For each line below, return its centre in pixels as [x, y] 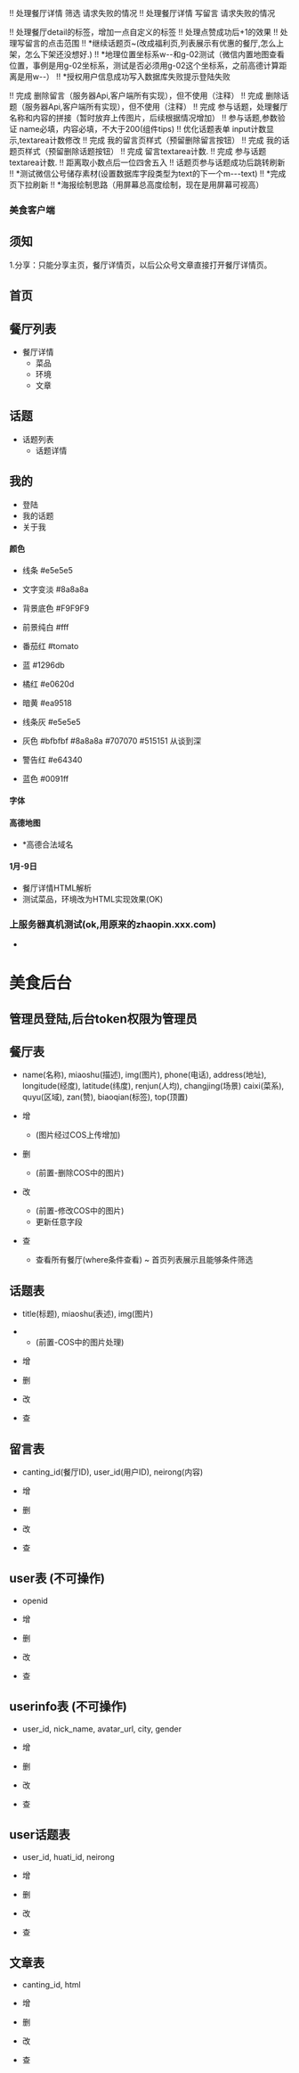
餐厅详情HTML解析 [57, 888]
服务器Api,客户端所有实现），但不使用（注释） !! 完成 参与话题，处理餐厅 [156, 107]
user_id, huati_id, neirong [68, 1856]
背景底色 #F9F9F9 [56, 608]
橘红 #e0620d [48, 684]
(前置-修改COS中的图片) [80, 1211]
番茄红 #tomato [50, 646]
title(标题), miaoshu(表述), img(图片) [88, 1314]
